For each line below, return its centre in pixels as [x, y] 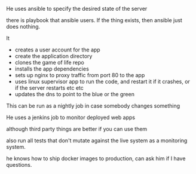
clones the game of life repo [50, 62]
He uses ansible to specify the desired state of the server [77, 9]
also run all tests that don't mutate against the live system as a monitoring [97, 141]
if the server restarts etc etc [49, 88]
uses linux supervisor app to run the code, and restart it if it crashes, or [102, 81]
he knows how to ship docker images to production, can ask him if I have [96, 158]
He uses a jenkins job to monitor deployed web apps [71, 117]
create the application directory [53, 56]
